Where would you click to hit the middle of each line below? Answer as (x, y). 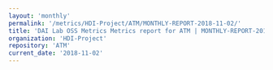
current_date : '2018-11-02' (56, 53)
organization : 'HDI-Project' (58, 38)
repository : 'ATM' (39, 46)
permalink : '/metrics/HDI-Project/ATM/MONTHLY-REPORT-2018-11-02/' (125, 23)
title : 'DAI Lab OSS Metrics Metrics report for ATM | (103, 31)
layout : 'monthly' (39, 16)
